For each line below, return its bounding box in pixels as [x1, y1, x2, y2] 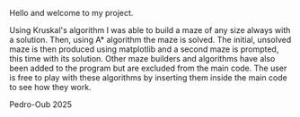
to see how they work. [9, 82, 92, 92]
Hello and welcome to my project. [9, 8, 134, 18]
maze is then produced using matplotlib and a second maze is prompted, [9, 44, 279, 54]
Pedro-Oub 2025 [9, 99, 73, 110]
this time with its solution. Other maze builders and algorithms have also [9, 54, 276, 63]
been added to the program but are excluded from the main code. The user [9, 63, 287, 73]
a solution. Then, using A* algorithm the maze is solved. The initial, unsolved [9, 35, 292, 45]
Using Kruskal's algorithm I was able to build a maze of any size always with [9, 25, 291, 35]
